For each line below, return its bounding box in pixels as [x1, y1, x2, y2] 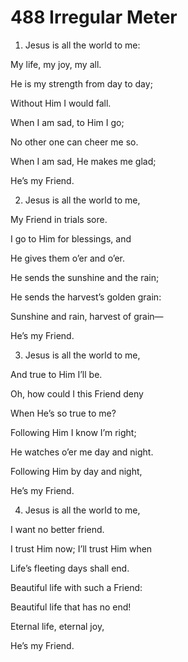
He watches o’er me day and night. [10, 446, 154, 458]
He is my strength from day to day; [10, 77, 153, 90]
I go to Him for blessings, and [10, 232, 132, 245]
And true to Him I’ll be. [10, 368, 103, 380]
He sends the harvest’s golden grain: [10, 291, 162, 303]
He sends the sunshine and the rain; [10, 271, 160, 283]
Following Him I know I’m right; [10, 426, 137, 438]
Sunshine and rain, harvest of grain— [10, 310, 164, 322]
